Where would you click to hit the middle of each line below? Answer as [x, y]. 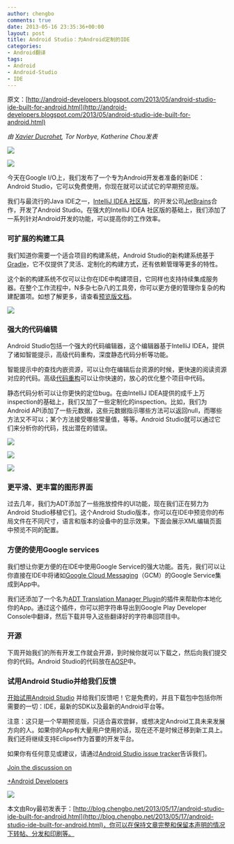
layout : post [26, 33]
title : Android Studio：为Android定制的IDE [69, 40]
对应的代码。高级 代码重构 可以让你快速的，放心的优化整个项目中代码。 [108, 378]
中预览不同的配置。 [35, 530]
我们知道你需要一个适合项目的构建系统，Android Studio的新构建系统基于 [111, 255]
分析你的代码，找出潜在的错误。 [65, 428]
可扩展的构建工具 [36, 238]
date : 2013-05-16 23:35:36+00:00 [56, 27]
